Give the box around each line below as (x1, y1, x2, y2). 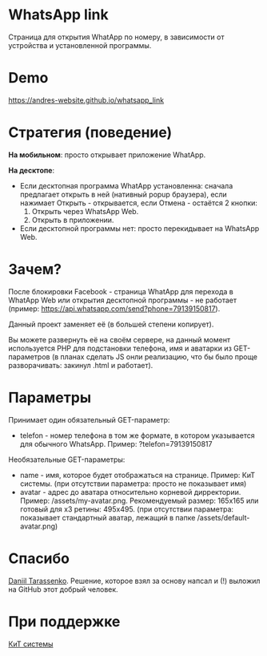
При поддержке (8, 612, 121, 630)
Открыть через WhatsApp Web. (31, 206, 139, 216)
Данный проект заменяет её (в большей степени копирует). (8, 319, 214, 329)
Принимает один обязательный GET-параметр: (8, 415, 170, 424)
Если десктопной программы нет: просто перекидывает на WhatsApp (19, 223, 260, 233)
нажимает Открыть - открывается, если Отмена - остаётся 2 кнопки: (19, 198, 258, 208)
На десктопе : (8, 165, 54, 175)
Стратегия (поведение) (8, 124, 173, 142)
